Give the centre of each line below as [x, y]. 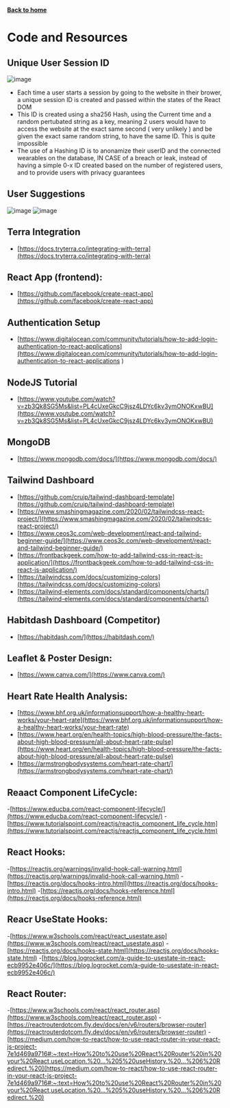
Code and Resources [67, 38]
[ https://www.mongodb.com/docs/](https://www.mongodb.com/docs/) [117, 459]
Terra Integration [44, 232]
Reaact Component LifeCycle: [73, 793]
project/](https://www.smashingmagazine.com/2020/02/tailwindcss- [114, 518]
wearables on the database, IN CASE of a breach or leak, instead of [112, 158]
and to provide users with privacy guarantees [81, 173]
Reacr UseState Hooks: [57, 919]
